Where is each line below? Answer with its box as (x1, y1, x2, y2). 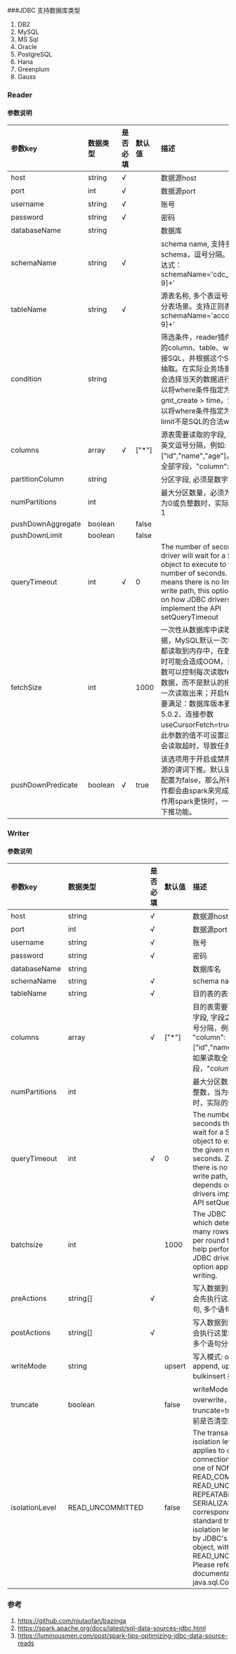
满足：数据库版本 (167, 699, 225, 709)
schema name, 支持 (160, 239, 225, 249)
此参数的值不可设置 (160, 731, 225, 741)
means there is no (160, 577, 220, 587)
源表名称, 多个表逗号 (160, 291, 228, 301)
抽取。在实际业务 (160, 364, 218, 374)
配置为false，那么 (160, 776, 220, 786)
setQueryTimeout (160, 613, 219, 622)
